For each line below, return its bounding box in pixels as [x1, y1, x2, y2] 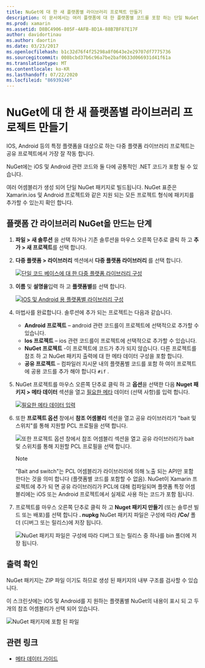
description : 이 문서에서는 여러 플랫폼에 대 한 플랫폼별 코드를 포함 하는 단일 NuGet [6, 15, 199, 21]
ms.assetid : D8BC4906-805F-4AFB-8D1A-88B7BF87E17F [6, 26, 138, 32]
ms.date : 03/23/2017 [6, 43, 59, 50]
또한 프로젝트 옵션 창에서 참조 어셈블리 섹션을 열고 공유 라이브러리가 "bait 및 [15, 414, 197, 421]
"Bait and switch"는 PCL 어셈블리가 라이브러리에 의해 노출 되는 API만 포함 [15, 467, 194, 475]
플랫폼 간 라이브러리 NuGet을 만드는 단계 [6, 219, 152, 229]
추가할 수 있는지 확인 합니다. [6, 199, 73, 206]
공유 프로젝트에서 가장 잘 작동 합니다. [6, 150, 95, 157]
